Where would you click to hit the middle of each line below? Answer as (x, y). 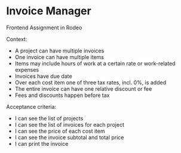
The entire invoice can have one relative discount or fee (83, 88)
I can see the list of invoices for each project (69, 124)
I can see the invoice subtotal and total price (69, 137)
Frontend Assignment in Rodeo (44, 27)
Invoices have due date (44, 76)
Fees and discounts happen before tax (62, 95)
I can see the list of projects (49, 118)
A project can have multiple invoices (59, 51)
